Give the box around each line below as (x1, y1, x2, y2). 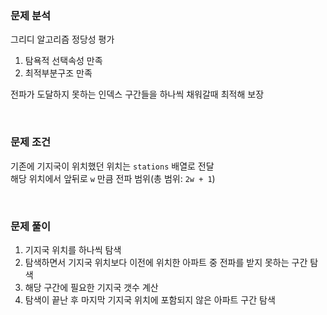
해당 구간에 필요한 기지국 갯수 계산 (24, 281, 159, 293)
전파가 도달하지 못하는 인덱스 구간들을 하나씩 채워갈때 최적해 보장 (10, 88, 265, 101)
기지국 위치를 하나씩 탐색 (24, 243, 122, 256)
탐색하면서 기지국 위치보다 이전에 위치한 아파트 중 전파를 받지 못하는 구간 (24, 256, 308, 268)
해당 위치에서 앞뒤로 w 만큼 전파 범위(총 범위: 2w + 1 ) (10, 172, 216, 184)
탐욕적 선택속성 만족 (24, 55, 103, 67)
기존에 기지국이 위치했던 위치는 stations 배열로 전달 (10, 160, 215, 172)
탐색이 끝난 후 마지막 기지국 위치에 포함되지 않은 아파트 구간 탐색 (24, 293, 276, 306)
